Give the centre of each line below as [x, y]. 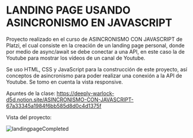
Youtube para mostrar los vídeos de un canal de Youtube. [76, 58]
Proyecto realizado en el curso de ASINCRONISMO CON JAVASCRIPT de [94, 39]
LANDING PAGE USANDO [68, 10]
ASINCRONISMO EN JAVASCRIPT [89, 23]
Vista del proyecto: [29, 117]
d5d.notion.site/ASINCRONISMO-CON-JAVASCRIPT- [70, 99]
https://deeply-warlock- [86, 93]
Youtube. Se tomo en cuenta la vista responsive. [65, 82]
